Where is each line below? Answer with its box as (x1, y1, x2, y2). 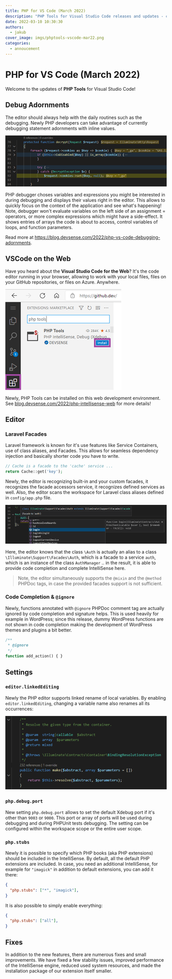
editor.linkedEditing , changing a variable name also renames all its (5, 700, 150, 706)
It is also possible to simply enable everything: (5, 902, 103, 908)
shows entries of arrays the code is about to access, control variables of (5, 218, 158, 225)
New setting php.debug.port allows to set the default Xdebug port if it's (5, 809, 155, 815)
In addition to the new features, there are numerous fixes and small (5, 951, 147, 957)
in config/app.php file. (5, 495, 52, 501)
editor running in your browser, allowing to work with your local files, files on (5, 273, 166, 279)
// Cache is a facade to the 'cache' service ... (5, 464, 114, 469)
